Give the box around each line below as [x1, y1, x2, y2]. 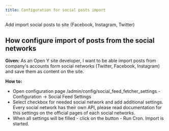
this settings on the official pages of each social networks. [12, 110, 135, 116]
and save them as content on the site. [5, 68, 84, 74]
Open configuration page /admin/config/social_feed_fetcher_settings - [12, 88, 160, 94]
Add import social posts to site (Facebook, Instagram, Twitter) [5, 21, 135, 28]
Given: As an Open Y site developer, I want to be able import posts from [5, 58, 156, 64]
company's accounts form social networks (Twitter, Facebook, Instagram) [5, 63, 160, 69]
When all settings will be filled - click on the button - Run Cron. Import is [12, 115, 164, 121]
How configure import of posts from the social [5, 36, 155, 45]
